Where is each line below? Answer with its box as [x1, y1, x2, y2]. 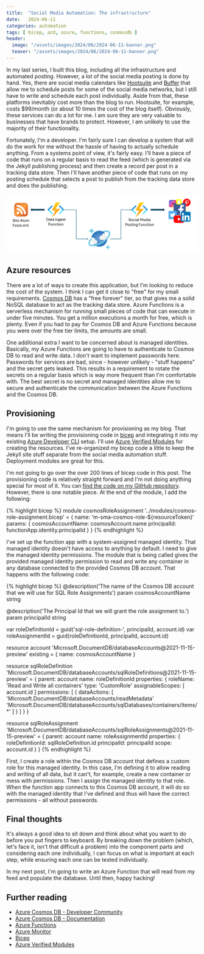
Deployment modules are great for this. [6, 457, 105, 464]
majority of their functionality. [6, 124, 80, 131]
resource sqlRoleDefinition [6, 662, 73, 669]
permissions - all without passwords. [6, 796, 99, 804]
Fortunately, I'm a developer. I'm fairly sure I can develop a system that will [6, 136, 194, 144]
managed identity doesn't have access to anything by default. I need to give [6, 545, 197, 552]
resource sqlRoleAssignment [6, 719, 78, 727]
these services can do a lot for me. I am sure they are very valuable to [6, 111, 181, 119]
